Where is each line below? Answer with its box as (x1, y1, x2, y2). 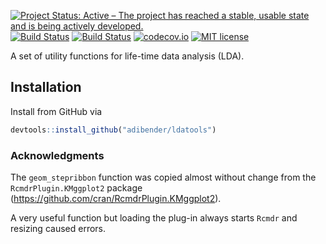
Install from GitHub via (10, 105, 103, 117)
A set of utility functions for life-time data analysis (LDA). (10, 50, 245, 62)
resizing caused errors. (10, 222, 107, 234)
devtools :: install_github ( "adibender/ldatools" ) (10, 125, 217, 135)
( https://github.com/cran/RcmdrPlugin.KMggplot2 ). (10, 192, 222, 204)
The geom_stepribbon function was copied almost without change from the (10, 171, 317, 183)
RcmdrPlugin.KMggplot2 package (10, 181, 143, 194)
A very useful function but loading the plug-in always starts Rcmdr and (10, 211, 298, 224)
